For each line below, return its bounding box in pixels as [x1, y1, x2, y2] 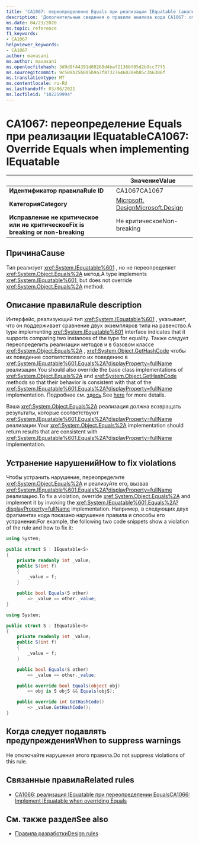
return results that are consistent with [6, 428, 98, 435]
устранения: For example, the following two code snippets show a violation [6, 518, 190, 525]
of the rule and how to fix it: [6, 524, 73, 531]
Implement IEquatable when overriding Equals [14, 797, 127, 804]
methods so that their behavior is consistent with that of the [6, 379, 152, 386]
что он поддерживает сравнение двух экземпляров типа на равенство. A [6, 322, 191, 329]
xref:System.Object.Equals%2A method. [6, 283, 105, 290]
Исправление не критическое [9, 213, 99, 221]
